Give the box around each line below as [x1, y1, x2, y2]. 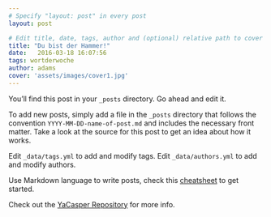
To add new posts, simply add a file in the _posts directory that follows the [8, 109, 257, 119]
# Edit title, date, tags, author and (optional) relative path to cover [8, 34, 264, 42]
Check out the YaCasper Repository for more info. [8, 199, 176, 209]
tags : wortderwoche [8, 57, 75, 65]
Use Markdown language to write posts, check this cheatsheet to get [8, 175, 239, 185]
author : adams [8, 64, 57, 73]
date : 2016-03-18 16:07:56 [8, 49, 107, 57]
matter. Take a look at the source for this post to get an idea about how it [8, 126, 252, 136]
